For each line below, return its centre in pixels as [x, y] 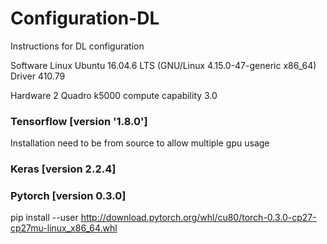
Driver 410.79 [38, 76]
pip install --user [44, 218]
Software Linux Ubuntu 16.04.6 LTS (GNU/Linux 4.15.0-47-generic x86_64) [163, 65]
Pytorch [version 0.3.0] [68, 196]
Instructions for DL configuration [77, 46]
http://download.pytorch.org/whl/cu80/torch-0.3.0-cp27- [198, 218]
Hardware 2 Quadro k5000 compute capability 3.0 [114, 95]
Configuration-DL [85, 18]
